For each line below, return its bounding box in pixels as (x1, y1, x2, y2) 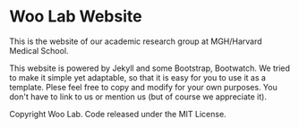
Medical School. (9, 45, 69, 55)
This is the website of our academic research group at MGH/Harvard (9, 36, 262, 47)
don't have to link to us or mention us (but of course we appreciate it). (9, 91, 267, 102)
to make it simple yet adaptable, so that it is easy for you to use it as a (9, 72, 267, 82)
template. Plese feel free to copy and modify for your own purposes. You (9, 81, 278, 92)
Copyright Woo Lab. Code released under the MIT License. (9, 108, 226, 119)
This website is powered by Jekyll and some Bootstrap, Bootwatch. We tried (9, 63, 291, 73)
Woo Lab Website (9, 6, 142, 27)
